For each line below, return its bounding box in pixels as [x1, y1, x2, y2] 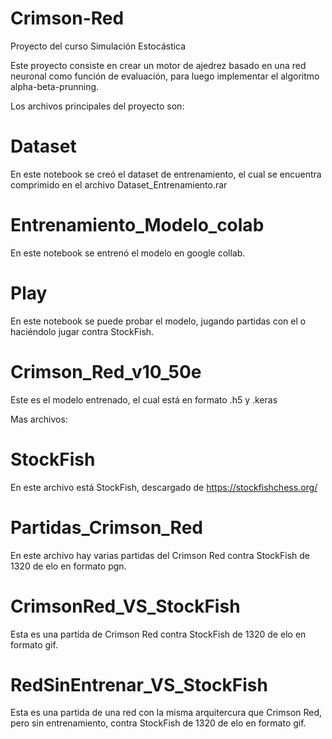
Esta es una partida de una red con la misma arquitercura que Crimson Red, [10, 707, 323, 719]
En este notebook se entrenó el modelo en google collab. [10, 247, 246, 259]
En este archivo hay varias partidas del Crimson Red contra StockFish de [10, 549, 311, 561]
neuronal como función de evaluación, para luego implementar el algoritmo [10, 70, 320, 82]
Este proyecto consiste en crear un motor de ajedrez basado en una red [10, 59, 307, 71]
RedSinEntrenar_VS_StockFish [10, 673, 268, 696]
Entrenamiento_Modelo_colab [10, 214, 265, 237]
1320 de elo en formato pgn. [10, 560, 127, 572]
